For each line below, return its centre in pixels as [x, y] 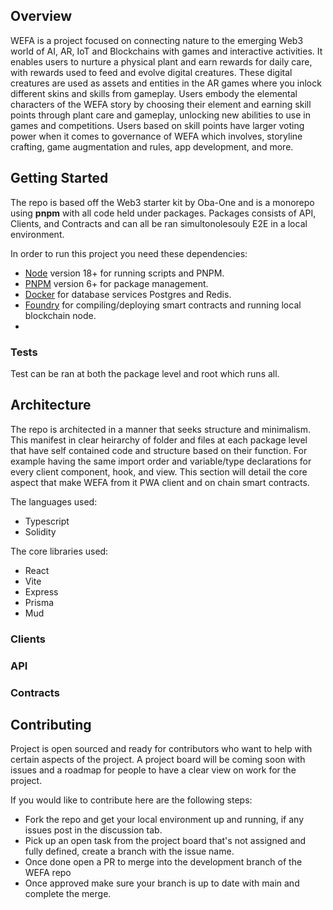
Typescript [47, 521]
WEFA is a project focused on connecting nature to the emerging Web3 [157, 40]
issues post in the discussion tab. [93, 830]
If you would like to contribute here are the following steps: [131, 800]
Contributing [51, 724]
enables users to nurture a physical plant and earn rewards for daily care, [161, 61]
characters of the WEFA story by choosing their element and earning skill [161, 104]
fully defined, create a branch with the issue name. [129, 851]
